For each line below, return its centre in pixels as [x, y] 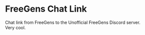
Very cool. [15, 27]
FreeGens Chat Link [46, 9]
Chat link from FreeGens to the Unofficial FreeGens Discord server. [73, 22]
